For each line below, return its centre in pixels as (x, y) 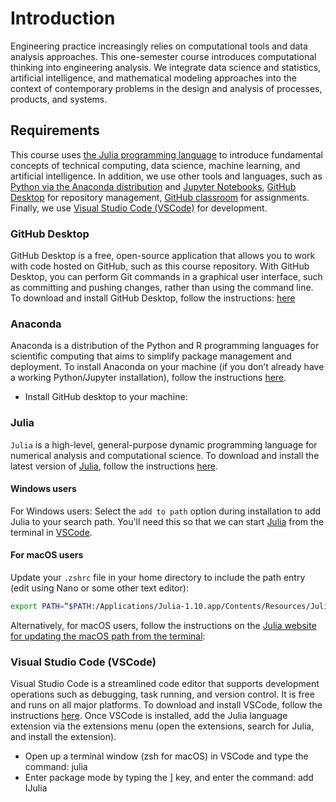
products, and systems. (59, 99)
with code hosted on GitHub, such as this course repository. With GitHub (160, 266)
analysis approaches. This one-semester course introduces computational (163, 56)
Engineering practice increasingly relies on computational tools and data (159, 46)
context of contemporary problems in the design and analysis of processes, (166, 88)
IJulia (36, 788)
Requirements (55, 130)
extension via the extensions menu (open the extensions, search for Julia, (162, 726)
